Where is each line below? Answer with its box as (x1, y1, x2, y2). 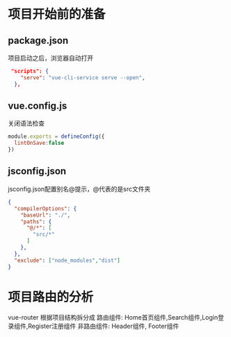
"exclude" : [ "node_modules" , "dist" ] (14, 257, 120, 264)
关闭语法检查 (8, 119, 45, 127)
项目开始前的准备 (8, 6, 106, 22)
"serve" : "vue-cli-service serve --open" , (20, 74, 145, 81)
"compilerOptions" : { (14, 205, 77, 212)
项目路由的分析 (8, 289, 94, 305)
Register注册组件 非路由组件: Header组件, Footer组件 (28, 322, 180, 331)
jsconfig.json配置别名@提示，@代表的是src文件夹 (8, 185, 151, 193)
